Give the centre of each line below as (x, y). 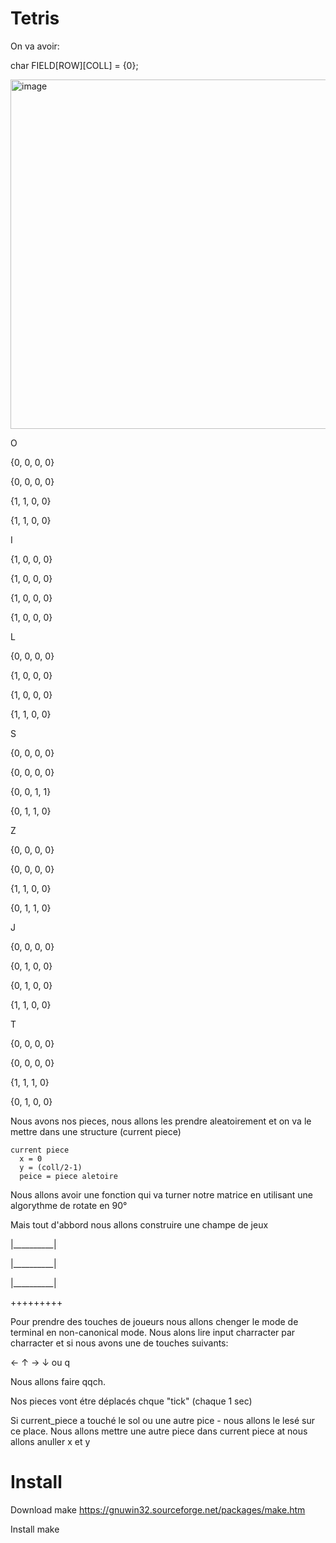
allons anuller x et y (50, 1441)
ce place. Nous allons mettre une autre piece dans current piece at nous (159, 1431)
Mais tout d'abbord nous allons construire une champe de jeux (139, 1224)
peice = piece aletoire (68, 1176)
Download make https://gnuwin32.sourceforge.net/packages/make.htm (158, 1509)
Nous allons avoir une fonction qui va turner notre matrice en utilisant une (161, 1194)
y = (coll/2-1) (51, 1167)
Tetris (35, 18)
